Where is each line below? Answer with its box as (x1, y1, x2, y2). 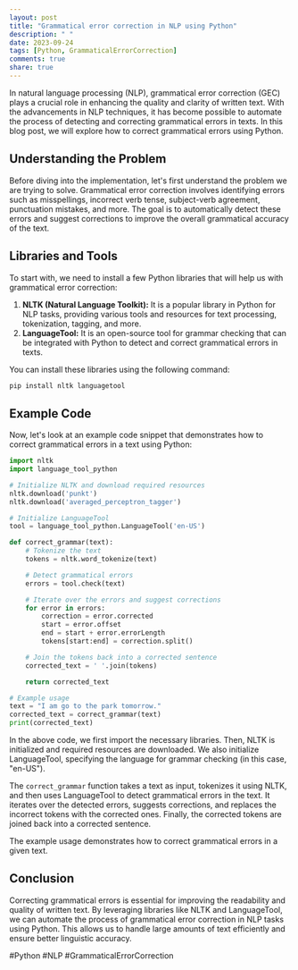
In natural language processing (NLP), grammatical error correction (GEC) (9, 87, 281, 98)
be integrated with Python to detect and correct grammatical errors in (21, 337, 278, 348)
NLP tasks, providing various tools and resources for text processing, (21, 308, 277, 319)
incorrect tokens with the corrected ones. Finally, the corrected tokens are (9, 809, 283, 820)
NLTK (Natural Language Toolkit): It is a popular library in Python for (21, 299, 277, 309)
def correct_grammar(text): (9, 538, 114, 547)
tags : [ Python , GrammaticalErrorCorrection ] (9, 46, 178, 55)
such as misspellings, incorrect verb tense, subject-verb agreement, (9, 194, 261, 205)
